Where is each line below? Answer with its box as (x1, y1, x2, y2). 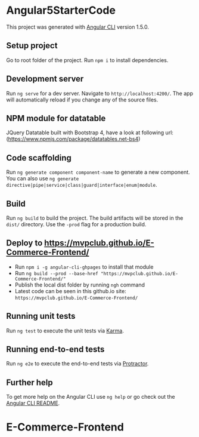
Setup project (6, 41, 58, 51)
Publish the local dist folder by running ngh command (14, 281, 145, 288)
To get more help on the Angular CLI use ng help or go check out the (6, 393, 175, 401)
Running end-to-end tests (6, 344, 105, 355)
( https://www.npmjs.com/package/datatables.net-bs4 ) (6, 136, 141, 143)
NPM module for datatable (6, 113, 106, 123)
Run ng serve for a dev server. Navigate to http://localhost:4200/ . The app (6, 90, 194, 97)
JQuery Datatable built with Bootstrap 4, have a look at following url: (6, 129, 174, 136)
